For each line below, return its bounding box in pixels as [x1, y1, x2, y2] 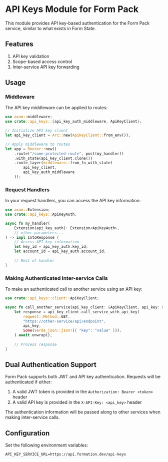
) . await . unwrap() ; [14, 333, 52, 338]
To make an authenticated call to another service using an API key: [5, 286, 142, 292]
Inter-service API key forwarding [12, 64, 80, 70]
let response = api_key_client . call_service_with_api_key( [14, 309, 140, 314]
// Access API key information [14, 239, 79, 245]
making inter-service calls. [5, 414, 60, 420]
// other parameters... [14, 230, 64, 235]
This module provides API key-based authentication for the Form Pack [5, 20, 150, 26]
